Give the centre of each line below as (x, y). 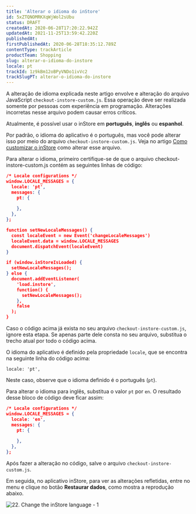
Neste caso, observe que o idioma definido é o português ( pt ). (81, 380)
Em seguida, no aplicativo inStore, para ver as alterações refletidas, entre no (98, 481)
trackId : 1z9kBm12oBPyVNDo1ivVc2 (47, 72)
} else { (17, 273)
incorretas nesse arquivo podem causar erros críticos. (71, 113)
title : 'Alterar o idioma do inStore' (53, 11)
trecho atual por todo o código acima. (51, 341)
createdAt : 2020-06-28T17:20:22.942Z (52, 28)
